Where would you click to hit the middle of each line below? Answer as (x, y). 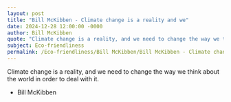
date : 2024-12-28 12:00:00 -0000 (55, 26)
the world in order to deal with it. (53, 79)
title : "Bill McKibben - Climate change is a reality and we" (98, 20)
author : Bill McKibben (40, 33)
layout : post (26, 13)
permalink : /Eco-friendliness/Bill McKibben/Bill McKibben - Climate (109, 52)
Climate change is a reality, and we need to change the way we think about (113, 71)
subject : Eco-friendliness (46, 45)
